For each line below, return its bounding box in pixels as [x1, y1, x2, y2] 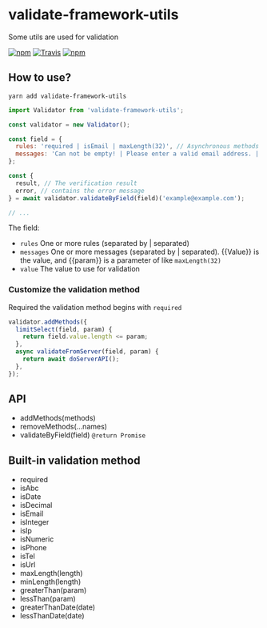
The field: [8, 223, 40, 233]
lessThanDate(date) [19, 611, 86, 621]
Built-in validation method [8, 453, 141, 467]
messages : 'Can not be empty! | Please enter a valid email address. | [15, 150, 260, 158]
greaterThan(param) [19, 586, 87, 595]
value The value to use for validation [19, 264, 140, 274]
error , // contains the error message [15, 187, 145, 195]
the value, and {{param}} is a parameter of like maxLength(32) [19, 256, 221, 265]
